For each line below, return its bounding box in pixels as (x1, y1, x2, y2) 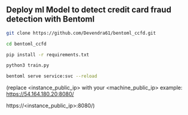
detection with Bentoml (6, 14, 95, 25)
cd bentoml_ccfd (6, 41, 47, 47)
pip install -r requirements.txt (6, 52, 90, 57)
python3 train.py (6, 62, 50, 68)
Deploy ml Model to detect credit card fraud (6, 5, 172, 15)
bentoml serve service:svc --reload (6, 73, 97, 80)
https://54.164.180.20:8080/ (6, 90, 75, 98)
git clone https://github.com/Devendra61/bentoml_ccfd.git (6, 30, 156, 36)
